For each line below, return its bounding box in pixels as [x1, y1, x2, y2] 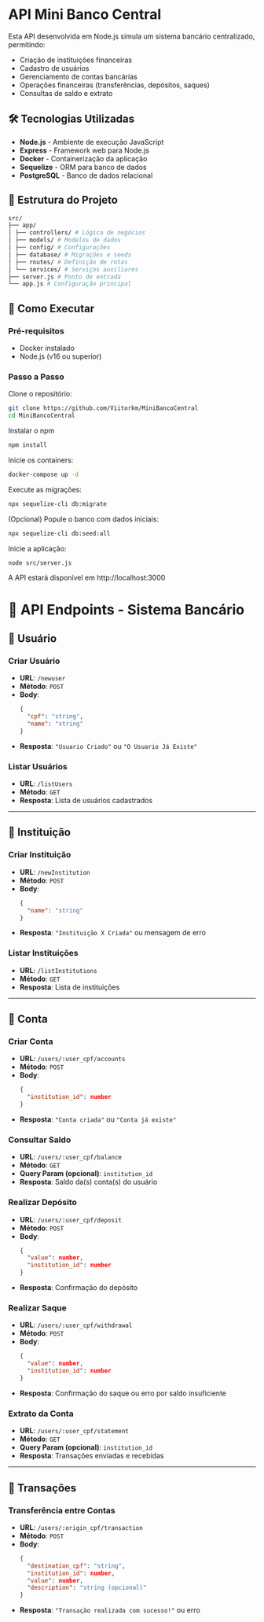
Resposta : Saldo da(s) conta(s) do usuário [19, 1178, 158, 1187]
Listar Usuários [8, 761, 68, 772]
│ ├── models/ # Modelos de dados [8, 236, 122, 245]
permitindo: [8, 39, 46, 49]
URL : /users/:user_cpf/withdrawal [19, 1320, 133, 1330]
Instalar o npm [8, 426, 55, 436]
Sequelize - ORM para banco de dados [19, 162, 147, 171]
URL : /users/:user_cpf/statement [19, 1426, 130, 1436]
